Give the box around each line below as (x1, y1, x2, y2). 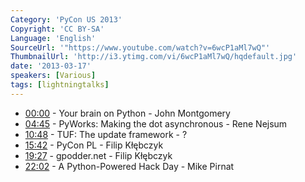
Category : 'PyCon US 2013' (10, 14, 123, 25)
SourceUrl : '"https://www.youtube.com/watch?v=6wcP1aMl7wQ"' (10, 42, 271, 53)
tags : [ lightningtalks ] (10, 80, 110, 90)
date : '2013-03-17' (10, 61, 92, 71)
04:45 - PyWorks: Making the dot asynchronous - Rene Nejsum (24, 117, 288, 130)
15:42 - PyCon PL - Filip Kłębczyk (24, 139, 164, 151)
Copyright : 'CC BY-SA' (10, 24, 105, 34)
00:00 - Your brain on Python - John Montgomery (24, 107, 231, 119)
